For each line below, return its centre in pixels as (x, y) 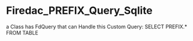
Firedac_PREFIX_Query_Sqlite (80, 11)
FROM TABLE (22, 32)
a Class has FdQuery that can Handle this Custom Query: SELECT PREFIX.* (97, 27)
